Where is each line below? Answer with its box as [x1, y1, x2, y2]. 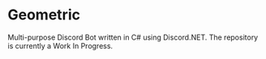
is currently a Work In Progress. [7, 40, 114, 50]
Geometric [7, 6, 80, 24]
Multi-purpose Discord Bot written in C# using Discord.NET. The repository [7, 32, 259, 42]
